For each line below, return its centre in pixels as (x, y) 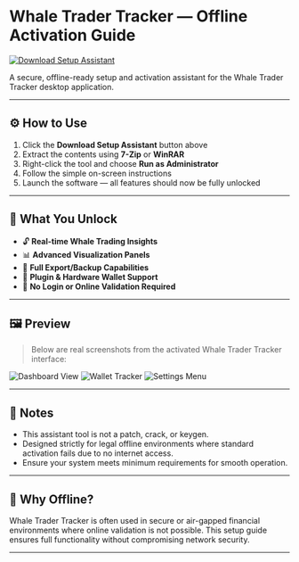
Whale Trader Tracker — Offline (129, 17)
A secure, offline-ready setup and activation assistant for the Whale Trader (146, 77)
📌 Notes (32, 413)
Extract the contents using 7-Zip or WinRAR (103, 154)
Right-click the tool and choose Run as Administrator (121, 163)
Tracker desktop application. (61, 87)
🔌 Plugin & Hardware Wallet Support (90, 277)
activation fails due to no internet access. (97, 453)
